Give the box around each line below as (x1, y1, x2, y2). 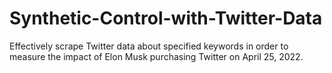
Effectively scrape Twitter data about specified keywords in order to (9, 40, 289, 52)
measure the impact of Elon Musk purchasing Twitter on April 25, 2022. (9, 50, 304, 62)
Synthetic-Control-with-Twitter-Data (9, 7, 323, 30)
